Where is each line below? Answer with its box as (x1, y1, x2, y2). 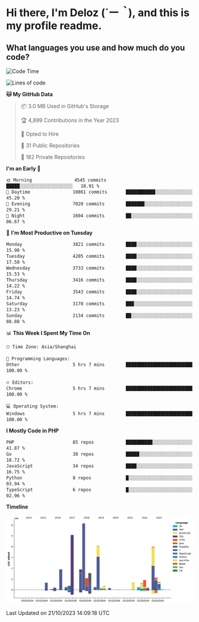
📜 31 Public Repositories (20, 142, 80, 149)
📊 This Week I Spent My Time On (6, 330, 90, 336)
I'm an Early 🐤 (6, 165, 41, 172)
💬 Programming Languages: (6, 356, 70, 362)
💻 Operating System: (6, 403, 59, 409)
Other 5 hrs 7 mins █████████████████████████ (6, 362, 193, 368)
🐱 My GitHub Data (6, 91, 53, 97)
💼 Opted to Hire (20, 131, 59, 137)
